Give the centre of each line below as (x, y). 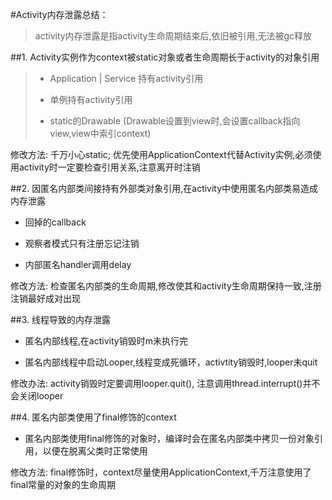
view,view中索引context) (100, 133)
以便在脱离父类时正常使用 (95, 451)
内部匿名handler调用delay (78, 264)
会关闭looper (37, 396)
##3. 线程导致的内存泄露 (61, 319)
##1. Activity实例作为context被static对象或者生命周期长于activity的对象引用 (165, 57)
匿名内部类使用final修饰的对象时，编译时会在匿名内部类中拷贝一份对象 (169, 438)
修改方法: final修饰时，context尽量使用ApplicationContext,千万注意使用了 (161, 472)
